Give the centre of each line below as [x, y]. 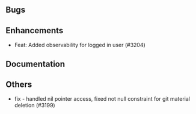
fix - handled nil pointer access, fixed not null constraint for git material [102, 99]
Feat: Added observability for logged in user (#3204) [80, 45]
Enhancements [35, 30]
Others [19, 84]
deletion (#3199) [35, 106]
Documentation [35, 64]
